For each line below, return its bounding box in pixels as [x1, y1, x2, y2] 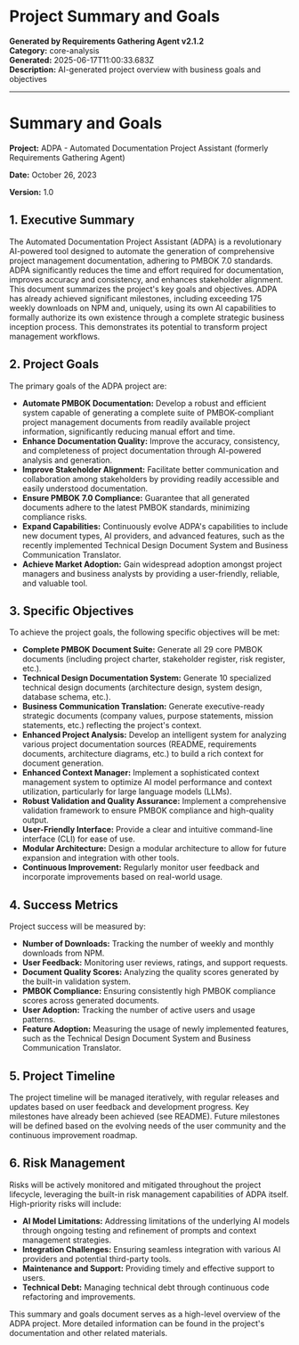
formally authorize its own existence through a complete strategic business [9, 312, 285, 323]
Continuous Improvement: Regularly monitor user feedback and [21, 862, 260, 873]
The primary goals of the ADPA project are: [9, 381, 167, 391]
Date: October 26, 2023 [9, 169, 97, 180]
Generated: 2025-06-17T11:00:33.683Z [9, 54, 155, 65]
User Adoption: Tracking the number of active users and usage [21, 1005, 255, 1015]
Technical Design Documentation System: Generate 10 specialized [21, 673, 271, 684]
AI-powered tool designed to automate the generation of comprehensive [9, 245, 275, 256]
